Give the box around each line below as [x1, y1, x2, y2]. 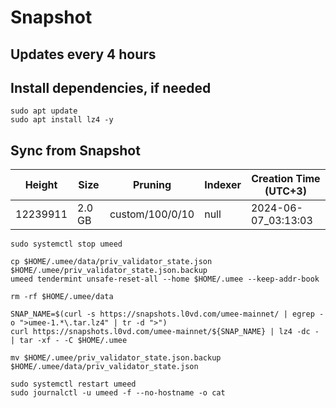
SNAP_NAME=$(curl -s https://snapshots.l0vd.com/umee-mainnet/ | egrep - [10, 309, 325, 320]
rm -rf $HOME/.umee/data [10, 292, 114, 302]
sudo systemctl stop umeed [10, 239, 123, 250]
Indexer [204, 178, 242, 192]
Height [24, 178, 58, 192]
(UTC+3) [264, 184, 307, 198]
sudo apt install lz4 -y [10, 115, 114, 125]
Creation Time [251, 172, 321, 186]
